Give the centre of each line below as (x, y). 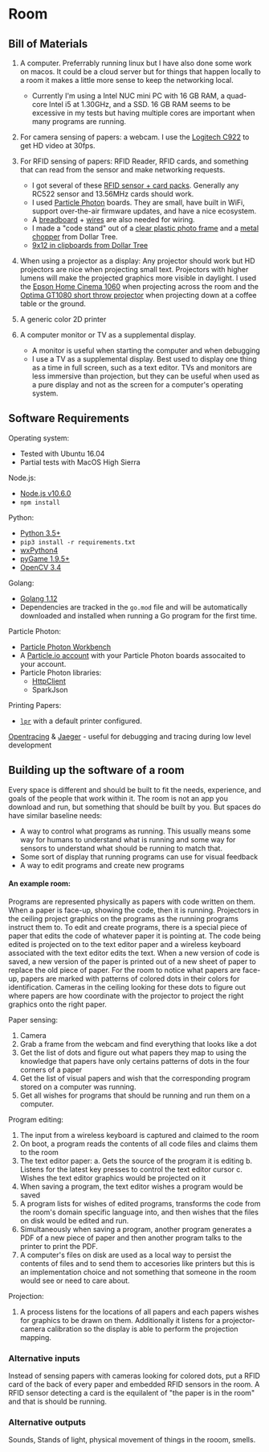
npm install (40, 503)
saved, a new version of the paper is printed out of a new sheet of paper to (132, 961)
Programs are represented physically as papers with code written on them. (132, 901)
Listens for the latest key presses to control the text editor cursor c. (131, 1169)
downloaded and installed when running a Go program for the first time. (139, 615)
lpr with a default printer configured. (81, 721)
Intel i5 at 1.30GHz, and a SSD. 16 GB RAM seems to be (140, 104)
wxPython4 (39, 550)
